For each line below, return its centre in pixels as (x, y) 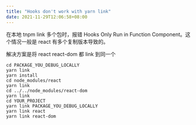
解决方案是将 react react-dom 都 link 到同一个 (61, 54)
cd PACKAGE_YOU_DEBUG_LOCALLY (43, 65)
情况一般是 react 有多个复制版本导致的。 (60, 41)
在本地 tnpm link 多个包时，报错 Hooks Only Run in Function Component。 (96, 34)
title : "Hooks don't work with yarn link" (59, 11)
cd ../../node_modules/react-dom (47, 91)
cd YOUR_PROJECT (26, 101)
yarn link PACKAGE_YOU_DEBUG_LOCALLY (52, 106)
